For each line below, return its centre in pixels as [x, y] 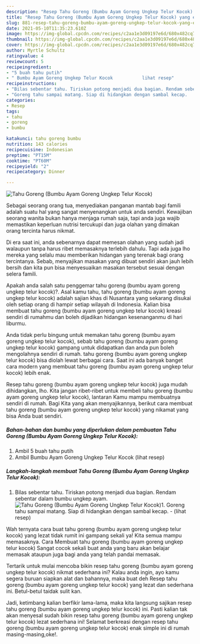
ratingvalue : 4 [25, 56]
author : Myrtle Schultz [36, 51]
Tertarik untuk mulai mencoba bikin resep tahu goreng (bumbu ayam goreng [100, 566]
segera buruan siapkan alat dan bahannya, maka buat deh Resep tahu [92, 579]
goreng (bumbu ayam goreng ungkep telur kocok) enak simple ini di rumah [98, 628]
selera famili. [22, 274]
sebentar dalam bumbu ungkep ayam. [61, 499]
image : [14, 34]
